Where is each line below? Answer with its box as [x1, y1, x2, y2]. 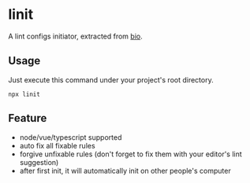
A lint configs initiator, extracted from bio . [8, 31, 144, 41]
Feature [8, 112, 47, 125]
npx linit [8, 90, 41, 98]
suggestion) [19, 157, 59, 167]
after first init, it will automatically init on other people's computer [19, 166, 231, 175]
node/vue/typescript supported [19, 132, 122, 142]
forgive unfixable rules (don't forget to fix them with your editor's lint [19, 149, 242, 159]
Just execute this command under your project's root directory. [8, 75, 215, 84]
